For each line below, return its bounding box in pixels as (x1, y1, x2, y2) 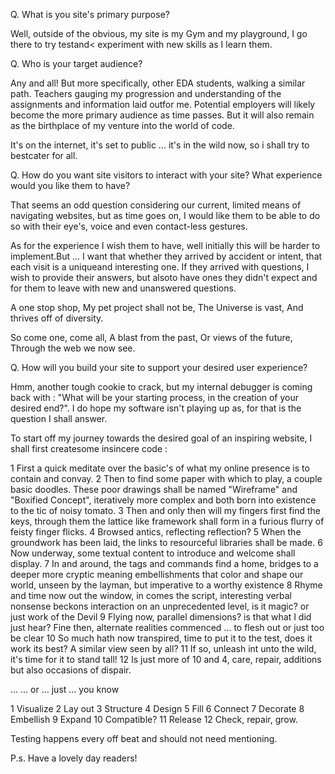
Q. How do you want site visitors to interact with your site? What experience (10, 169, 323, 181)
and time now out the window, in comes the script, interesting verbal (10, 590, 293, 601)
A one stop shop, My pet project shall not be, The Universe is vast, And (10, 302, 304, 313)
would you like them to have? (10, 180, 131, 191)
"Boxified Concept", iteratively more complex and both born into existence (10, 494, 317, 506)
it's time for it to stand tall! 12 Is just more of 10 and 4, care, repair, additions (10, 654, 322, 665)
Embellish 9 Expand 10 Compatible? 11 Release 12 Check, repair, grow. (10, 714, 298, 725)
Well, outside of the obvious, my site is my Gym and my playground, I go (10, 28, 308, 39)
